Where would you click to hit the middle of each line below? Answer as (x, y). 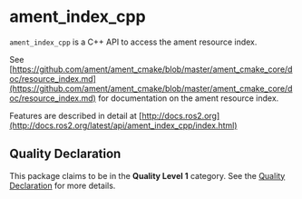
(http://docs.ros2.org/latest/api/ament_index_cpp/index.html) (123, 125)
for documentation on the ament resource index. (189, 98)
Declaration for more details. (63, 185)
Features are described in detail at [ (76, 115)
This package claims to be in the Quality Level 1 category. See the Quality (147, 175)
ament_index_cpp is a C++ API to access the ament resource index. (133, 42)
